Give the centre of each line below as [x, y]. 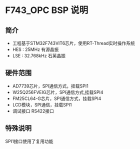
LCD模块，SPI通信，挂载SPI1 [42, 104]
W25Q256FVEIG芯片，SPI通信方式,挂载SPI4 [58, 92]
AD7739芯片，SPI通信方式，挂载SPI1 [50, 86]
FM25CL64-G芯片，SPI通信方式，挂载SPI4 [57, 98]
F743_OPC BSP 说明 [47, 10]
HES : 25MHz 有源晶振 [35, 49]
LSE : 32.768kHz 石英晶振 [39, 56]
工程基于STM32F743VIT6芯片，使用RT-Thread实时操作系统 [73, 43]
